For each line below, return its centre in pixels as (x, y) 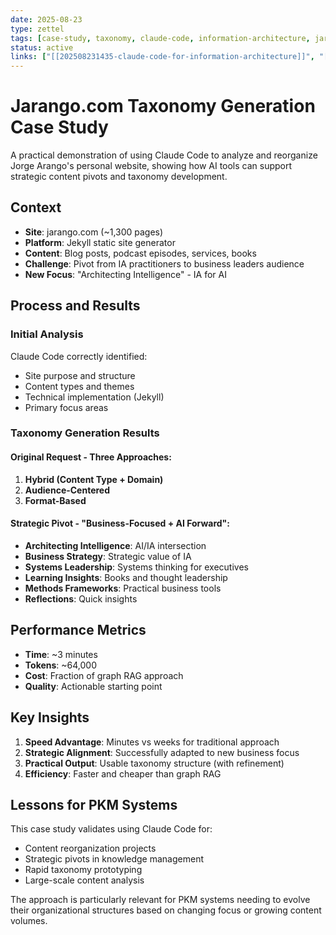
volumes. (29, 921)
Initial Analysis (47, 334)
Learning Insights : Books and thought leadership (126, 577)
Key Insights (50, 717)
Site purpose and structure (80, 375)
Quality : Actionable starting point (93, 686)
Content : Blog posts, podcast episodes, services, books (140, 253)
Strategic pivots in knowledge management (114, 859)
